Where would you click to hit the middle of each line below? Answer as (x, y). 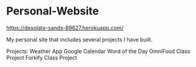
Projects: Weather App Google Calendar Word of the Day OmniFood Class (98, 51)
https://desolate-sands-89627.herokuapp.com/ (65, 28)
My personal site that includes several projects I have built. (80, 39)
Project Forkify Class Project (42, 57)
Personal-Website (53, 11)
